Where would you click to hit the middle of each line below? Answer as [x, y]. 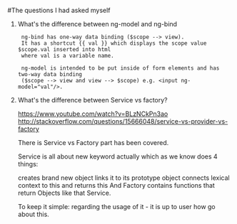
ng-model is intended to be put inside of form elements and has [120, 68]
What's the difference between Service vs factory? [92, 100]
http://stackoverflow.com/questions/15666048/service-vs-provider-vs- [123, 121]
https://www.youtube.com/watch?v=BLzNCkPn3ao [93, 114]
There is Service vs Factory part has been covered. [93, 143]
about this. [34, 214]
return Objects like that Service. [64, 193]
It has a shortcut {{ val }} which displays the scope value [114, 43]
